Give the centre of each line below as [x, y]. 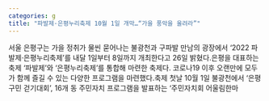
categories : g [32, 16]
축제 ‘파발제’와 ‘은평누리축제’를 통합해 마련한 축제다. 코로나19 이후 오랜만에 [126, 67]
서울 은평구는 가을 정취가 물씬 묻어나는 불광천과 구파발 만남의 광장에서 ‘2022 [129, 47]
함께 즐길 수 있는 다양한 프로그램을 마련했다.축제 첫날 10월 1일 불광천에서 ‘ [132, 78]
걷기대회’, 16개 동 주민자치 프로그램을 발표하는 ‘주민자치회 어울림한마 [131, 88]
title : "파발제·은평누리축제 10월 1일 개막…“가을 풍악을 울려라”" [105, 23]
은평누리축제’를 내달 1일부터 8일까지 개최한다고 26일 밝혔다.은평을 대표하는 [141, 57]
